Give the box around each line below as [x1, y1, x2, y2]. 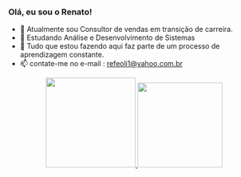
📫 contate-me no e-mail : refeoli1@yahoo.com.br [19, 59, 184, 69]
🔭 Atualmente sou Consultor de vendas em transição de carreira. [19, 25, 233, 34]
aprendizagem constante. [19, 50, 105, 60]
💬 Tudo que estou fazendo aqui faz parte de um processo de [19, 41, 220, 51]
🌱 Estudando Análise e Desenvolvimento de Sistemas [19, 33, 196, 42]
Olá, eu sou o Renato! [8, 6, 93, 18]
